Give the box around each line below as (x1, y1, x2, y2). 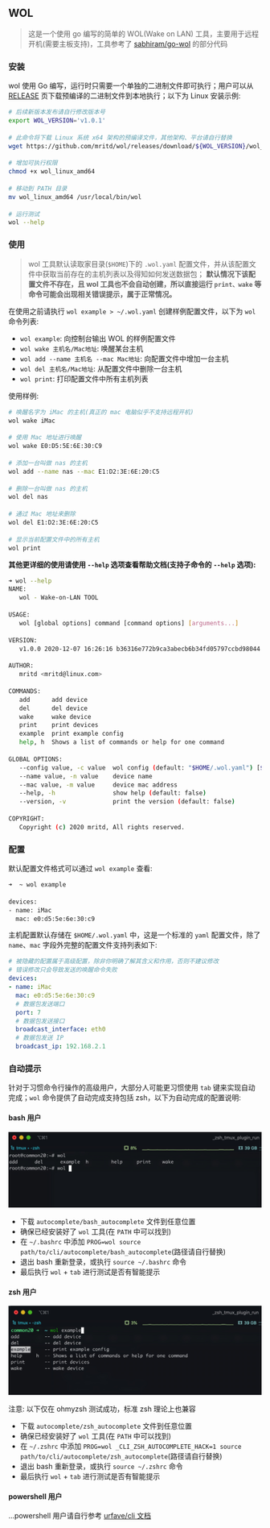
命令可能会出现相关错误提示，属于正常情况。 (27, 289, 177, 299)
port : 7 (15, 1008, 42, 1016)
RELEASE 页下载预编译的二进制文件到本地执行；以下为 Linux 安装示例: (8, 91, 241, 101)
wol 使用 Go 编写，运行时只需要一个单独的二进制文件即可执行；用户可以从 (8, 81, 254, 91)
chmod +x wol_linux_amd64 (8, 168, 95, 176)
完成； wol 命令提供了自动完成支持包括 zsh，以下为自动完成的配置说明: (8, 1093, 241, 1102)
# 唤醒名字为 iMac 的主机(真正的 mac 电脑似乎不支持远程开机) (8, 408, 194, 416)
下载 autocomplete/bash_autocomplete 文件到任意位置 (19, 1217, 196, 1227)
